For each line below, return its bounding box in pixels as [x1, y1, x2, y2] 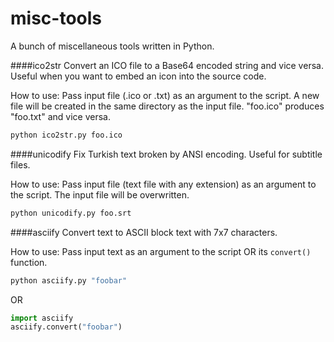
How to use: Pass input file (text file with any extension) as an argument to [10, 178, 317, 190]
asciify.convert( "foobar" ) [10, 322, 123, 332]
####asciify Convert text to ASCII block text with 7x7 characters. [10, 226, 278, 238]
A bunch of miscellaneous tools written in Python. [10, 40, 215, 52]
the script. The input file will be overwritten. [10, 188, 190, 201]
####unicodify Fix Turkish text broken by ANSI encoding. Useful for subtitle [10, 148, 323, 160]
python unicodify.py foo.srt [10, 208, 132, 218]
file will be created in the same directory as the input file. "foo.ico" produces [10, 100, 325, 112]
